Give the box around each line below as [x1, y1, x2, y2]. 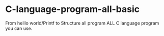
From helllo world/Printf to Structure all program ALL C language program [5, 20, 159, 26]
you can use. [5, 25, 33, 31]
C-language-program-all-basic [5, 3, 140, 15]
